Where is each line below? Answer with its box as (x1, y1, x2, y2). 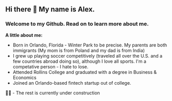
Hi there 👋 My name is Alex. (5, 5, 95, 14)
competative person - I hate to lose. (12, 63, 89, 69)
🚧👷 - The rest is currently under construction (5, 90, 100, 96)
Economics (12, 74, 37, 81)
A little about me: (5, 32, 43, 38)
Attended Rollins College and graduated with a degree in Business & (12, 69, 157, 75)
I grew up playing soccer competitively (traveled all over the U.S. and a (12, 53, 163, 59)
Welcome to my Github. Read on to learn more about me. (5, 20, 149, 28)
